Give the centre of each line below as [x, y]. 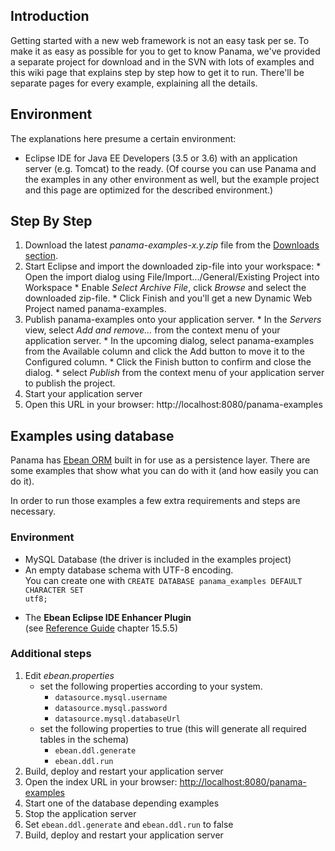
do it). [22, 481]
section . [41, 256]
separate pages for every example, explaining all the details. [134, 83]
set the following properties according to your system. [151, 686]
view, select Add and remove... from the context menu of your [152, 330]
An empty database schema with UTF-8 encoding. [129, 570]
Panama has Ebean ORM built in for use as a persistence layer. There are [160, 460]
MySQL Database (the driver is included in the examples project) [158, 559]
